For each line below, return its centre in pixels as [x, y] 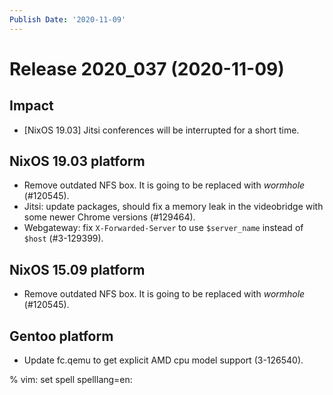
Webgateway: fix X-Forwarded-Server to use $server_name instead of [163, 228]
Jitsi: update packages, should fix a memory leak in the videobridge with [173, 207]
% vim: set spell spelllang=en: [71, 380]
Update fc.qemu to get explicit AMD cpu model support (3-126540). [163, 360]
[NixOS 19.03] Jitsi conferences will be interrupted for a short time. [161, 130]
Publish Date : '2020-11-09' [68, 19]
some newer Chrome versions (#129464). [109, 217]
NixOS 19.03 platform [77, 161]
